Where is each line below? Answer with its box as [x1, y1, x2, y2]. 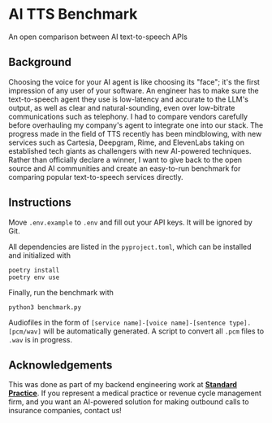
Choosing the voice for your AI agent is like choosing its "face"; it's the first [8, 76, 260, 86]
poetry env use [8, 273, 60, 281]
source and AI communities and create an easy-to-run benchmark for [8, 164, 241, 173]
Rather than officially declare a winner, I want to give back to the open [8, 155, 242, 164]
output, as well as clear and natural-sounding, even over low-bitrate [8, 102, 235, 112]
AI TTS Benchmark [8, 5, 138, 24]
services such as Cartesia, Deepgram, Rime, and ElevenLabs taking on [8, 137, 245, 147]
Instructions [8, 196, 71, 210]
